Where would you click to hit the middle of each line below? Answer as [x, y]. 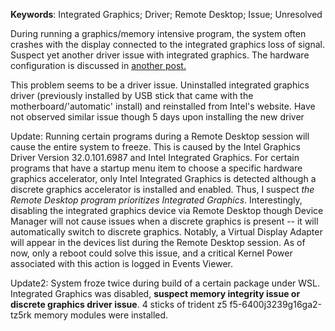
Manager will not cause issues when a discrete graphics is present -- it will [164, 221]
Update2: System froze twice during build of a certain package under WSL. [165, 283]
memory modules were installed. [101, 315]
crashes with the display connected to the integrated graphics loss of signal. [167, 44]
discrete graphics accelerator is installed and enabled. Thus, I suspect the [162, 189]
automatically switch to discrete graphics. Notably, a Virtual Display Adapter [166, 232]
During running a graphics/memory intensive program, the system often [158, 33]
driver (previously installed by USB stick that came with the [132, 95]
